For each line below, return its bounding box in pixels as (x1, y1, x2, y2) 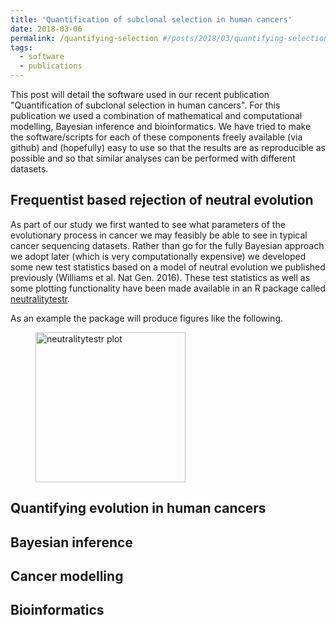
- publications (19, 61, 83, 71)
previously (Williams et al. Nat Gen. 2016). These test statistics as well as (10, 271, 311, 283)
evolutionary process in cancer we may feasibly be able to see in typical (10, 229, 308, 241)
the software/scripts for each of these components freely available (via (10, 131, 303, 143)
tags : (10, 42, 33, 53)
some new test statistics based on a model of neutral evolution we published (10, 261, 326, 273)
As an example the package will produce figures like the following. (10, 312, 284, 324)
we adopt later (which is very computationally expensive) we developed (10, 250, 307, 262)
